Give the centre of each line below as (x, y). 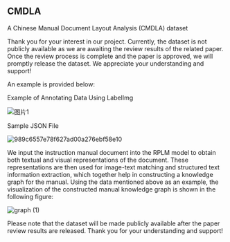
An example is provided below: (51, 84)
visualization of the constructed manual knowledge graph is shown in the (112, 189)
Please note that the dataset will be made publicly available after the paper (114, 223)
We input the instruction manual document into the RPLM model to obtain (112, 152)
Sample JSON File (33, 125)
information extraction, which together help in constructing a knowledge (110, 174)
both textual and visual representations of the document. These (98, 160)
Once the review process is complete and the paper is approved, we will (110, 56)
